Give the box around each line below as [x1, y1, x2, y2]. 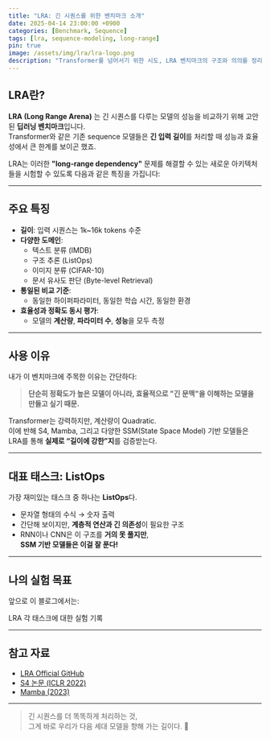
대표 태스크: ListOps [8, 469, 105, 483]
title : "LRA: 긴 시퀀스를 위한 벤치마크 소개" [8, 11, 145, 20]
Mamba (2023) [19, 687, 70, 696]
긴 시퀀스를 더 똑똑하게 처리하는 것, [27, 711, 138, 720]
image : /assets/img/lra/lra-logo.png [8, 49, 135, 57]
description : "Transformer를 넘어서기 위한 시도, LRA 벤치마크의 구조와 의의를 [8, 57, 248, 65]
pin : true [8, 42, 42, 50]
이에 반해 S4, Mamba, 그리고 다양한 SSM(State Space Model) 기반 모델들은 [8, 426, 249, 436]
